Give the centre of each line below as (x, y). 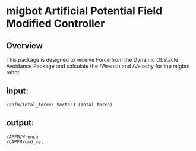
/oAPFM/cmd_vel (25, 142)
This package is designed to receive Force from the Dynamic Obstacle (92, 60)
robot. (14, 72)
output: (20, 123)
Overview (25, 45)
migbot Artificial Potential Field (84, 11)
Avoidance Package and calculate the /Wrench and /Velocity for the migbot (98, 66)
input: (17, 91)
